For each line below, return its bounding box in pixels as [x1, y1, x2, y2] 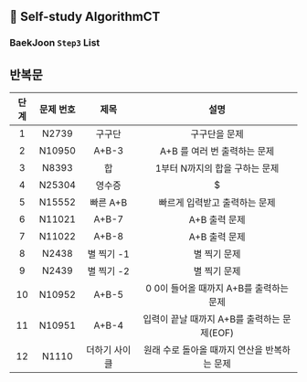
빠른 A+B [90, 196, 128, 209]
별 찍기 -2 [87, 265, 130, 278]
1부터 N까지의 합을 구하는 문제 [154, 162, 280, 175]
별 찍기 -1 [87, 248, 130, 260]
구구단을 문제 [190, 128, 244, 141]
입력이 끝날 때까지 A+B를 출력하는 [143, 313, 281, 325]
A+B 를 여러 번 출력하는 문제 [159, 145, 275, 158]
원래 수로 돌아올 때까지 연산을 [143, 344, 263, 356]
